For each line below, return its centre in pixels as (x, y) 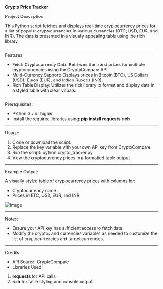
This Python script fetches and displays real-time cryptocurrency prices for (80, 26)
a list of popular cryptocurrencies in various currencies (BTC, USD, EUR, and (81, 31)
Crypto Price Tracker (27, 7)
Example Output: (22, 171)
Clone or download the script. (42, 142)
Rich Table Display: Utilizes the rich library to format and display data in (83, 85)
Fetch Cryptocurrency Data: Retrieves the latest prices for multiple (78, 64)
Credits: (13, 252)
